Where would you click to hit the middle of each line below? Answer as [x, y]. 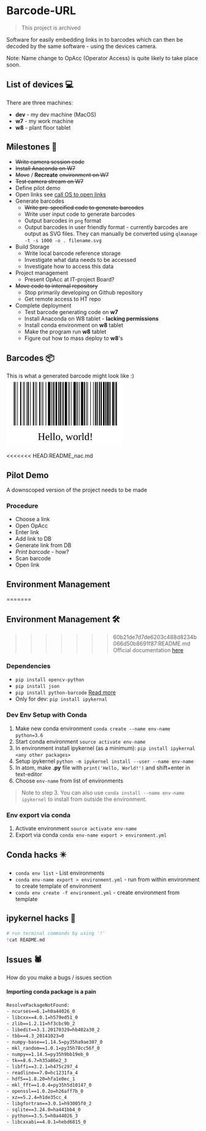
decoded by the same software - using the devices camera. [82, 46]
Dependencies [29, 666]
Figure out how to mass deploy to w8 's [74, 338]
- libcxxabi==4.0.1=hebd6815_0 [46, 1122]
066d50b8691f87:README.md [152, 644]
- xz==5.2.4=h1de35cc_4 [37, 1098]
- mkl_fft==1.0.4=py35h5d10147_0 [49, 1086]
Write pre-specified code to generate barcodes [84, 207]
